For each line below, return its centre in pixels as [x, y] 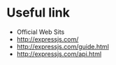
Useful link [38, 13]
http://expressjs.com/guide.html [63, 46]
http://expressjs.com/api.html [59, 54]
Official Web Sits [41, 32]
